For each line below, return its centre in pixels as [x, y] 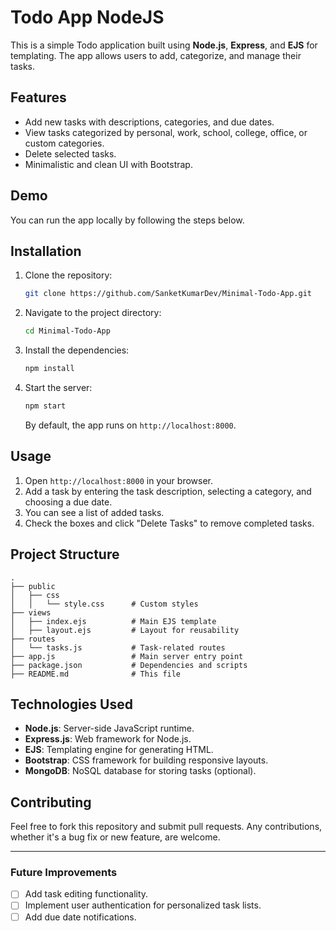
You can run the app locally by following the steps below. [127, 220]
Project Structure [65, 554]
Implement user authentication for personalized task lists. [143, 905]
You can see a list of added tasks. [94, 512]
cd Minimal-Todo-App [67, 331]
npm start [45, 406]
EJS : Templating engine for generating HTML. [119, 750]
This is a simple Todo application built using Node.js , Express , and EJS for [164, 45]
